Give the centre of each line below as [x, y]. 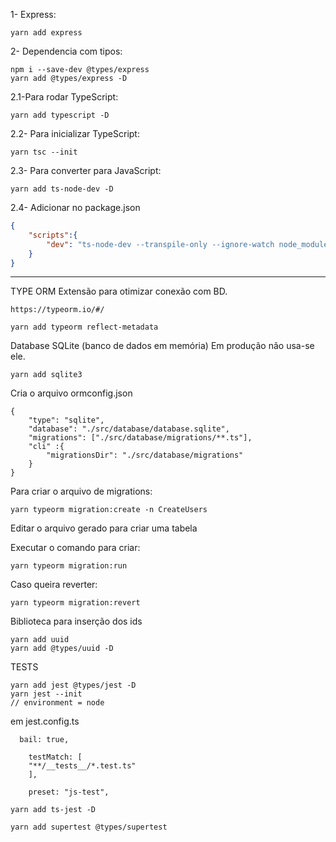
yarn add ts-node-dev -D [62, 189]
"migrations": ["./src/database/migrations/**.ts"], [140, 438]
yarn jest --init [46, 694]
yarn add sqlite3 [46, 375]
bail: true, [44, 740]
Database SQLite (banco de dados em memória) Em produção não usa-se [162, 346]
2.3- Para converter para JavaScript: [86, 170]
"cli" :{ [46, 447]
